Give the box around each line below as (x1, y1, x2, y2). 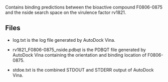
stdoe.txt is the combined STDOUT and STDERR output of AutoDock (12, 67, 154, 73)
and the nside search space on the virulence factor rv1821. (5, 9, 126, 15)
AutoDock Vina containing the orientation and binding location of (12, 52, 147, 58)
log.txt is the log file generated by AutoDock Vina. (12, 37, 115, 43)
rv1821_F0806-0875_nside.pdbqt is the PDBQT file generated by (12, 47, 146, 53)
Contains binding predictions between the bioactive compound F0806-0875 (5, 4, 163, 10)
